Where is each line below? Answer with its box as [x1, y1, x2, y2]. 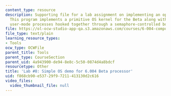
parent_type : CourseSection [5, 54, 65, 60]
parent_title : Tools [5, 50, 49, 55]
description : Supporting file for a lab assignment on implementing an [5, 12, 160, 17]
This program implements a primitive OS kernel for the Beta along [10, 17, 156, 22]
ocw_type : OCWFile [5, 45, 44, 50]
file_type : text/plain [5, 31, 53, 36]
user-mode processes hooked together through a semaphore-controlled [10, 21, 160, 27]
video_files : [5, 78, 33, 83]
